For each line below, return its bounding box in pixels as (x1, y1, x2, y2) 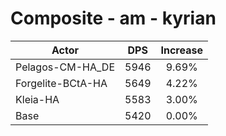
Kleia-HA (15, 92, 60, 106)
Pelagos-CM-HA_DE (15, 60, 115, 74)
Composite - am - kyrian (10, 7, 217, 30)
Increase (160, 43, 203, 57)
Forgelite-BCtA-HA (15, 76, 108, 90)
